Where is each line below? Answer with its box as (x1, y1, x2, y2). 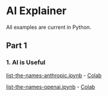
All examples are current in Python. (6, 24, 91, 31)
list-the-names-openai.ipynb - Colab (6, 83, 96, 90)
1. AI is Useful (6, 58, 46, 67)
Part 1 (6, 41, 28, 51)
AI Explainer (6, 4, 67, 18)
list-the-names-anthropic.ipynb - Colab (6, 72, 102, 79)
